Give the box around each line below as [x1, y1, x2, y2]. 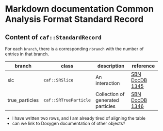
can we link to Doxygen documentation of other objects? [12, 120, 125, 126]
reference [131, 63, 155, 69]
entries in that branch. [5, 51, 49, 57]
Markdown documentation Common [5, 3, 154, 15]
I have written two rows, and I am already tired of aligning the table [12, 115, 146, 121]
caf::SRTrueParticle [43, 98, 91, 103]
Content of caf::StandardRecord [5, 33, 102, 41]
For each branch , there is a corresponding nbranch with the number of [5, 46, 144, 51]
